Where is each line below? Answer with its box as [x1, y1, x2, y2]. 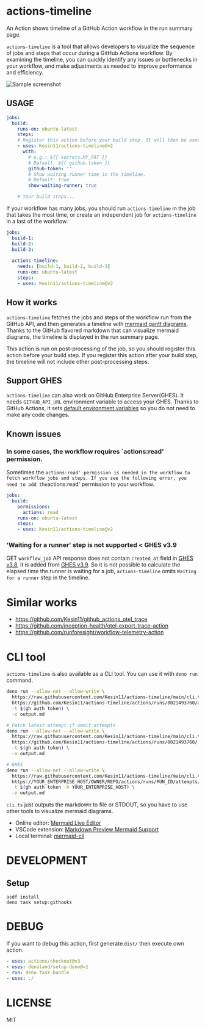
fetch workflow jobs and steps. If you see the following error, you [6, 475, 187, 482]
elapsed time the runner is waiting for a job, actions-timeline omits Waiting [6, 568, 196, 575]
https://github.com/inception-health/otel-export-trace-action [15, 622, 169, 629]
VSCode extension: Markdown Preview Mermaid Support [15, 826, 159, 833]
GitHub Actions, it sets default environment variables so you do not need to [6, 405, 195, 412]
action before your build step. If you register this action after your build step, [6, 351, 198, 358]
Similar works [6, 595, 77, 609]
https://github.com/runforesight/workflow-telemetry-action [15, 629, 164, 636]
